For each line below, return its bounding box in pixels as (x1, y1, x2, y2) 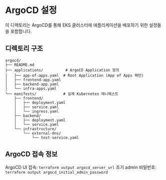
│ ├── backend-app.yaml (5, 81, 59, 86)
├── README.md (5, 62, 35, 67)
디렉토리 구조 (5, 44, 43, 53)
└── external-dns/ (23, 130, 61, 135)
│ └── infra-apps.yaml (5, 86, 57, 91)
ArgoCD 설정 (5, 4, 57, 16)
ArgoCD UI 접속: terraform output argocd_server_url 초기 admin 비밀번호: (5, 164, 157, 170)
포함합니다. (10, 28, 32, 34)
